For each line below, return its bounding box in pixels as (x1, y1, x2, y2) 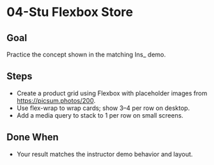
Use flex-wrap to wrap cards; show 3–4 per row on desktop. (16, 104, 190, 112)
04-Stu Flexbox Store (6, 4, 133, 20)
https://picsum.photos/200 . (16, 96, 95, 104)
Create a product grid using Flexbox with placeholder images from (16, 88, 208, 97)
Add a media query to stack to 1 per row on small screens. (16, 111, 184, 119)
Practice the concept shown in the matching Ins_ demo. (6, 50, 167, 58)
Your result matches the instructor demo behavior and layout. (16, 150, 193, 158)
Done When (6, 132, 59, 143)
